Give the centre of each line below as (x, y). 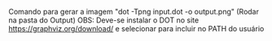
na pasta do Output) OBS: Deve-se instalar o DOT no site (104, 20)
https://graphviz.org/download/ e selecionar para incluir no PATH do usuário (136, 29)
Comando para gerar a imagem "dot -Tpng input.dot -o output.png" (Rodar (134, 12)
